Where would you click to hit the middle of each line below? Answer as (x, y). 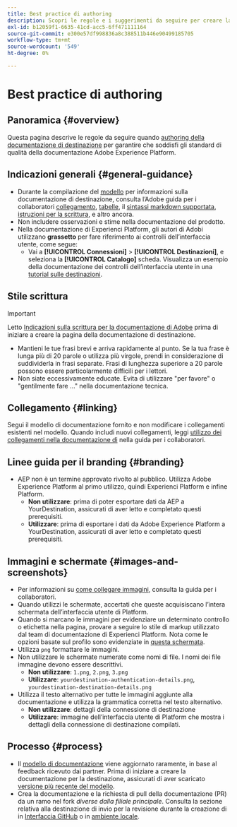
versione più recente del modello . (66, 786)
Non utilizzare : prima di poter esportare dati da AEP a (106, 501)
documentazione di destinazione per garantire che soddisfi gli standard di (115, 145)
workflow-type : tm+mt (39, 40)
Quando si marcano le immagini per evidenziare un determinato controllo (123, 619)
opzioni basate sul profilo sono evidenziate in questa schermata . (111, 642)
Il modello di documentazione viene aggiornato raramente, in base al (117, 763)
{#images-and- (144, 561)
